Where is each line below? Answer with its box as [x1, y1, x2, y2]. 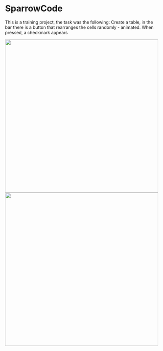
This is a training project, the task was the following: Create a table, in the [5, 19, 153, 25]
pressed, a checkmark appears [5, 29, 68, 35]
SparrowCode [5, 3, 63, 14]
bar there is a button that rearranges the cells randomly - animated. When [5, 24, 154, 30]
